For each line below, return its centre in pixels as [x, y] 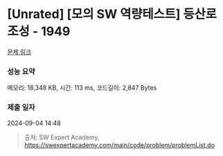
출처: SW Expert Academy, [62, 137]
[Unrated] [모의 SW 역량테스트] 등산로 [112, 14]
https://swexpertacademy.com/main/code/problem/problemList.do [119, 145]
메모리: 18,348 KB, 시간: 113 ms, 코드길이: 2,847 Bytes [82, 88]
